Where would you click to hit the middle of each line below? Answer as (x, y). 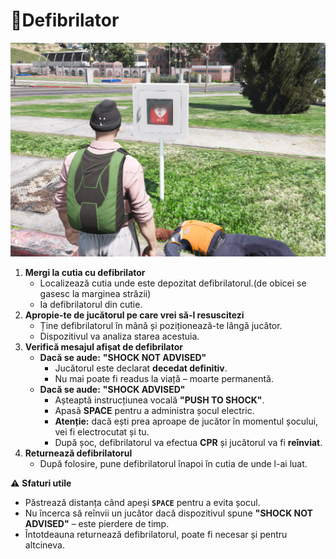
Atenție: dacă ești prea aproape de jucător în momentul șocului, (186, 421)
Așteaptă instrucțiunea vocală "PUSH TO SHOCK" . (159, 400)
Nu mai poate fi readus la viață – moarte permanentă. (164, 378)
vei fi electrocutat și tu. (102, 432)
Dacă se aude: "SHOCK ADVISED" (112, 389)
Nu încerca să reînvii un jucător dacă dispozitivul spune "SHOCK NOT (168, 513)
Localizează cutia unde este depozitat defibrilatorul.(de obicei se (173, 283)
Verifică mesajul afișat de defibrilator (104, 347)
